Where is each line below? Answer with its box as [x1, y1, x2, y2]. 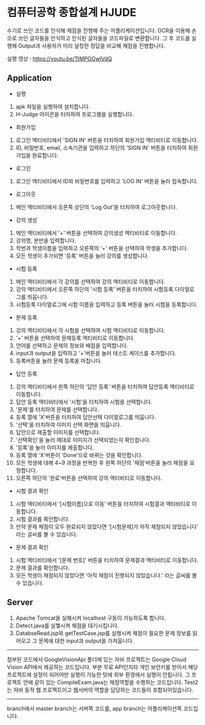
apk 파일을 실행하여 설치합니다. [15, 103, 91, 110]
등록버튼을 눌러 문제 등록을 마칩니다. [15, 357, 102, 364]
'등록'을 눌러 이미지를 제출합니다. [15, 444, 94, 451]
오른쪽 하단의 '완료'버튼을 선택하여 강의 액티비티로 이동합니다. [15, 474, 162, 482]
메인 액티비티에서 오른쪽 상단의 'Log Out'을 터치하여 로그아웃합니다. [15, 203, 178, 211]
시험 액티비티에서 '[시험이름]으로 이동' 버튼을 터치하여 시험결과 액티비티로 [15, 500, 191, 507]
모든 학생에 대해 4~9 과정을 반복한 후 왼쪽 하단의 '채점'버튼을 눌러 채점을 [15, 459, 189, 466]
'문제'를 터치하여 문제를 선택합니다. [15, 405, 99, 413]
